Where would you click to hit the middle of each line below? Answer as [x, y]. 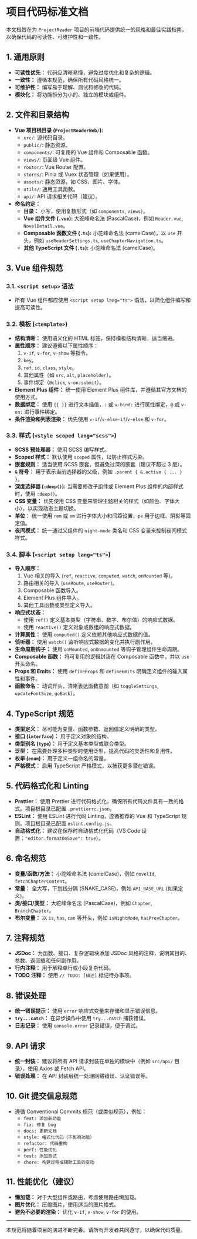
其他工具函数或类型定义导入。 [59, 605]
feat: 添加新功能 [42, 1118]
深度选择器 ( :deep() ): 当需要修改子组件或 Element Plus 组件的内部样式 [99, 486]
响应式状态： [30, 613]
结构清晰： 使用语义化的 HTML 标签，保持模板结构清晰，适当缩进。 [96, 338]
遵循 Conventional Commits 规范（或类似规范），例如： [81, 1111]
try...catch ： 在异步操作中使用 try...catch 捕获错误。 [82, 1018]
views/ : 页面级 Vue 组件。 [55, 159]
